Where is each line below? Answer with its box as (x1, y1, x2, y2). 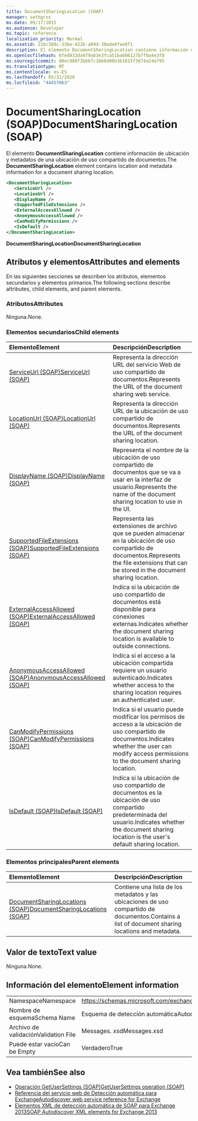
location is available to (113, 635, 174, 643)
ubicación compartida (113, 659, 174, 667)
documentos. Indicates (113, 735, 175, 743)
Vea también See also (6, 1067, 85, 1077)
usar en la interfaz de (113, 476, 171, 484)
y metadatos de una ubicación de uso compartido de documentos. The (6, 156, 177, 163)
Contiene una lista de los (114, 883, 183, 891)
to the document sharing (113, 757, 181, 765)
